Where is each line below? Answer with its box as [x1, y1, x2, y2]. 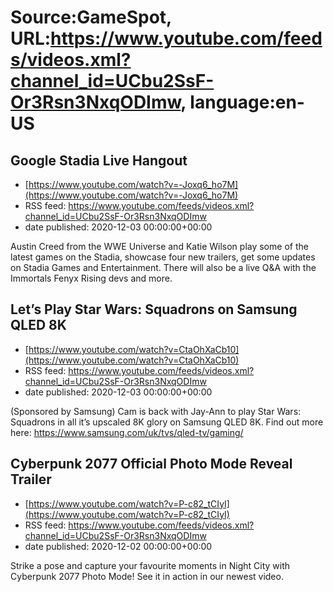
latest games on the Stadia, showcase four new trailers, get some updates [10, 251, 316, 263]
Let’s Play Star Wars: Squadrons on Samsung [10, 301, 298, 318]
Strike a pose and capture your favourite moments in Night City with [10, 559, 291, 571]
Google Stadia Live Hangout [10, 152, 188, 169]
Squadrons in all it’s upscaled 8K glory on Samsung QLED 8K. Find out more [10, 416, 324, 428]
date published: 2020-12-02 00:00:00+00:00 [24, 540, 213, 552]
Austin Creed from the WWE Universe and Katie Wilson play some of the [10, 241, 309, 252]
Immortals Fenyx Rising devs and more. [10, 272, 173, 284]
